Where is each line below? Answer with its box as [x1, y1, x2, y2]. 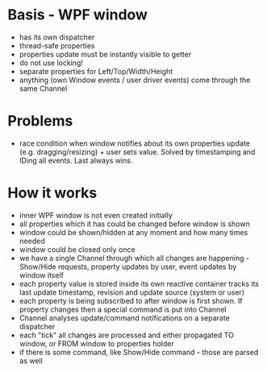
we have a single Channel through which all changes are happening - [19, 253, 250, 262]
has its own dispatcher [19, 32, 95, 42]
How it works [7, 184, 98, 202]
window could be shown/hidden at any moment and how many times [19, 227, 248, 237]
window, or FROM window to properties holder [19, 338, 174, 348]
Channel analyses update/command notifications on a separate [19, 312, 231, 323]
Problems [7, 112, 73, 130]
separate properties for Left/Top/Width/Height [19, 66, 173, 76]
